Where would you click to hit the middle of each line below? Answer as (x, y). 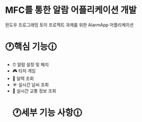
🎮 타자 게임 (24, 70)
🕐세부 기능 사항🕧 (47, 113)
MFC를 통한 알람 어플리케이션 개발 (71, 10)
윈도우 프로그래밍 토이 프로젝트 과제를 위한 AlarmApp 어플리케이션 (70, 25)
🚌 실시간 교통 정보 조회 (34, 91)
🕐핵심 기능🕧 (31, 47)
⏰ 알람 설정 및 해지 (30, 64)
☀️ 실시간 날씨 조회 (30, 84)
